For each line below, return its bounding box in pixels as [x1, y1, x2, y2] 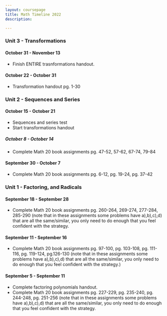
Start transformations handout [12, 124, 75, 130]
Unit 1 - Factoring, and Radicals [5, 183, 82, 190]
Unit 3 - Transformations [5, 37, 66, 44]
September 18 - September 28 [5, 196, 69, 202]
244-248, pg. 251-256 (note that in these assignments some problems [12, 295, 157, 301]
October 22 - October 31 [5, 72, 56, 78]
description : [5, 16, 32, 21]
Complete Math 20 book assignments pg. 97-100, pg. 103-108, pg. [12, 246, 149, 252]
